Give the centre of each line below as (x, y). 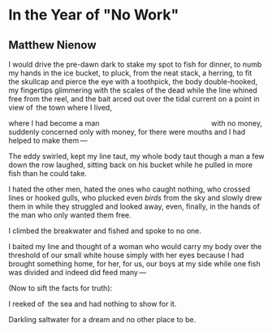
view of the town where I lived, (60, 108)
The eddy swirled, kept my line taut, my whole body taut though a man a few (136, 156)
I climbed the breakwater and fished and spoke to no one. (105, 231)
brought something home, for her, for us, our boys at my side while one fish (135, 264)
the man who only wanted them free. (70, 215)
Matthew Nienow (52, 45)
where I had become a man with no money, (135, 123)
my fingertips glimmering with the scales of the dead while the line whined (133, 90)
